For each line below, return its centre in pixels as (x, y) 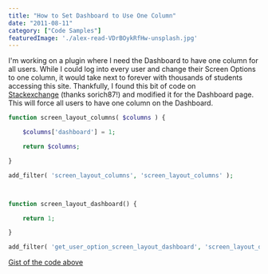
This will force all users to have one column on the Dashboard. (111, 103)
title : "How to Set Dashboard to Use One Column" (93, 16)
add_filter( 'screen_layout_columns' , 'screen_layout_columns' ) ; (121, 175)
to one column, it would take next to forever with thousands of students (126, 77)
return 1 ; (39, 218)
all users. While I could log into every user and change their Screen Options (132, 69)
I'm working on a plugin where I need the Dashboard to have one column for (134, 61)
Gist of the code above (46, 262)
